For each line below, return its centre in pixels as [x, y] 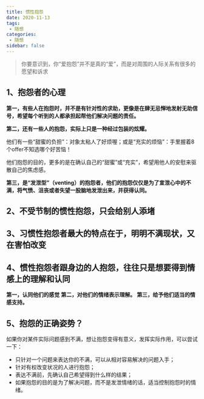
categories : [21, 35]
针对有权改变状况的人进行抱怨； [55, 367]
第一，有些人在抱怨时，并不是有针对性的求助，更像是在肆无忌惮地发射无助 [99, 108]
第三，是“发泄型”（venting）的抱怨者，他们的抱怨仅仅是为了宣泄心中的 [96, 182]
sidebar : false [25, 46]
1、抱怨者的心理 [36, 93]
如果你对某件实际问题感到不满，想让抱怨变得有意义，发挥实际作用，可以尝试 [102, 339]
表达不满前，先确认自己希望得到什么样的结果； [73, 375]
